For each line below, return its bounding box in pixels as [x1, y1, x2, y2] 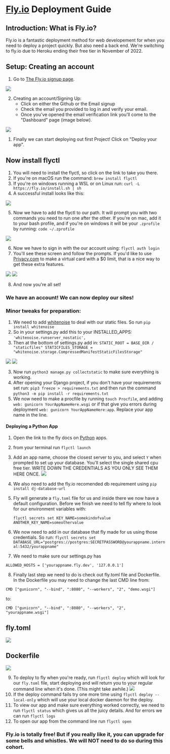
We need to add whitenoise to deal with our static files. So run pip [13, 319, 151, 325]
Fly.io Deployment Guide [6, 4, 112, 15]
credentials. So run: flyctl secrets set [13, 534, 96, 540]
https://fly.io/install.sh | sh [13, 186, 81, 191]
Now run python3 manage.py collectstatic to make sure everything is [13, 369, 159, 375]
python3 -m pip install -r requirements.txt [13, 391, 109, 396]
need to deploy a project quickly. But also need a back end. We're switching [6, 43, 164, 49]
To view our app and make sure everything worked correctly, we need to [13, 702, 165, 708]
